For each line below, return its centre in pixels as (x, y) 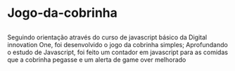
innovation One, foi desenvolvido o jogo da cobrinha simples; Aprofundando (118, 44)
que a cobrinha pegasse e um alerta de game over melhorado (97, 59)
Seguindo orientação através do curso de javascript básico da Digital (107, 37)
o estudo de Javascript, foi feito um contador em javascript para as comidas (118, 52)
